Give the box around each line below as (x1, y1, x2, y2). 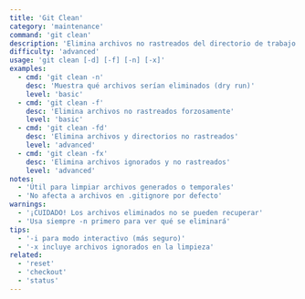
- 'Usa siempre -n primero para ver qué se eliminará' (17, 216, 231, 226)
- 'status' (17, 276, 59, 285)
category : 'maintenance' (9, 22, 104, 31)
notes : (9, 174, 35, 183)
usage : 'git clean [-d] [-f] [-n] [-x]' (9, 56, 166, 65)
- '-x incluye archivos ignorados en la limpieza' (17, 242, 215, 252)
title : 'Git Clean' (9, 13, 84, 23)
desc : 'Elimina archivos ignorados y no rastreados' (26, 157, 231, 167)
